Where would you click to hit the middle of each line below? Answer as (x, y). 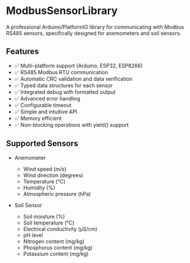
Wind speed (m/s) (45, 169)
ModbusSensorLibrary (62, 11)
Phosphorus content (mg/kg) (58, 247)
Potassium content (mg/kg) (56, 254)
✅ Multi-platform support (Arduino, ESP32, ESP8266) (78, 65)
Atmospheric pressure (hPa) (57, 193)
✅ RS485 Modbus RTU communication (61, 72)
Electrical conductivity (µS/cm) (60, 229)
